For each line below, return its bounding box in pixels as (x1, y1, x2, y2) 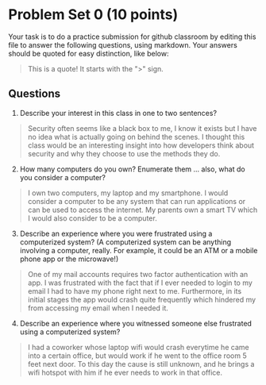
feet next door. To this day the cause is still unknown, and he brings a (27, 359, 255, 368)
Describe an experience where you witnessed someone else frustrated (19, 318, 253, 328)
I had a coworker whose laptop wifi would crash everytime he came (27, 342, 249, 352)
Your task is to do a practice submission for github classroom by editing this (8, 32, 256, 41)
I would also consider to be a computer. (27, 213, 157, 223)
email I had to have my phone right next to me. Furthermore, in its (27, 286, 242, 295)
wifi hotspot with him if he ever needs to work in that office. (27, 368, 223, 377)
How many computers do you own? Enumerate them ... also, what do (19, 164, 245, 174)
